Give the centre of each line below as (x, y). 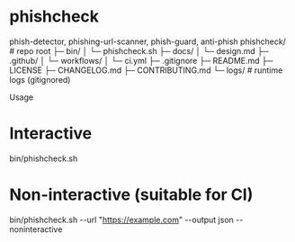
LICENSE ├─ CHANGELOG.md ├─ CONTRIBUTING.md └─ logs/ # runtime (146, 70)
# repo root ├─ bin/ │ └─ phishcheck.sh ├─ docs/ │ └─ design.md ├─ (139, 50)
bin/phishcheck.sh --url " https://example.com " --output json (121, 220)
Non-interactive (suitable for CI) (131, 195)
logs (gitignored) (40, 79)
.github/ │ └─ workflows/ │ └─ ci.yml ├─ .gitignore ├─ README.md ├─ (141, 60)
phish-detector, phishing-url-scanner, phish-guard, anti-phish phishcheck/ (147, 41)
